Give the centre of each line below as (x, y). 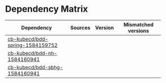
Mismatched (139, 25)
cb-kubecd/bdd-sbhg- (35, 67)
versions (139, 30)
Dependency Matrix (46, 9)
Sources (80, 28)
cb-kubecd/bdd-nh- (33, 53)
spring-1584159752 (33, 45)
